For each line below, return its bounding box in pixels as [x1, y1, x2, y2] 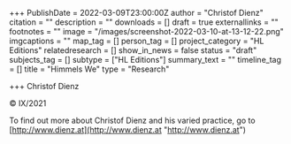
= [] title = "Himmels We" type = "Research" [9, 64, 170, 74]
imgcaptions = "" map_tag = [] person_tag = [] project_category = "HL [9, 35, 264, 46]
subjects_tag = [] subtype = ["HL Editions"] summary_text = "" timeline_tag [9, 55, 281, 64]
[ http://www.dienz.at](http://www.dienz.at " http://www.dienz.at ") [9, 125, 246, 135]
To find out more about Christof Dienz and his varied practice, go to [9, 115, 256, 125]
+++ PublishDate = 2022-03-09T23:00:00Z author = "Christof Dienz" [9, 8, 264, 18]
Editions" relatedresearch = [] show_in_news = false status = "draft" [9, 45, 257, 56]
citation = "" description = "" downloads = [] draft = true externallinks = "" [9, 17, 279, 27]
